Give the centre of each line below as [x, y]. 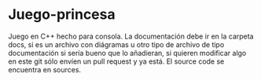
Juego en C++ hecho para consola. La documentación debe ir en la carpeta [131, 36]
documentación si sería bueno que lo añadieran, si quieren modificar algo [127, 53]
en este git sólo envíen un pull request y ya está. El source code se [116, 61]
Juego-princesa [62, 15]
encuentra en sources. [44, 69]
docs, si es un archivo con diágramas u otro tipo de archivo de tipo [116, 44]
